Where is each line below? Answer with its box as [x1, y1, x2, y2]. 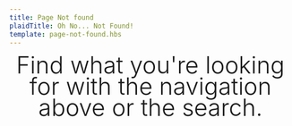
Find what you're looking [16, 50, 285, 80]
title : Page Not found [9, 13, 94, 22]
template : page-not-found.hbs [9, 29, 123, 38]
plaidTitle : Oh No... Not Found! [9, 21, 134, 30]
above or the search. [38, 92, 263, 122]
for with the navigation [29, 71, 272, 101]
